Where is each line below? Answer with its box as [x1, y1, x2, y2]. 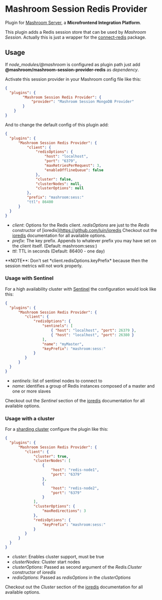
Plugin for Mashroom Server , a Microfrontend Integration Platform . [5, 20, 142, 25]
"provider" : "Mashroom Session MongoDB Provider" [31, 99, 134, 104]
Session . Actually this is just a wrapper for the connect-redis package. [5, 34, 146, 40]
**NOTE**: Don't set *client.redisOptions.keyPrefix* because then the [5, 257, 148, 263]
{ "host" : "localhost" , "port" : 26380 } [51, 332, 134, 337]
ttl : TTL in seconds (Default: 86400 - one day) [12, 248, 105, 254]
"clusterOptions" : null [36, 186, 84, 191]
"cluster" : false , [36, 177, 73, 182]
